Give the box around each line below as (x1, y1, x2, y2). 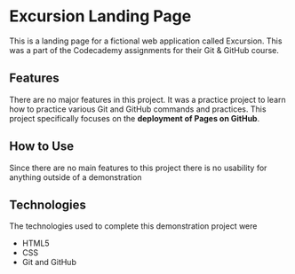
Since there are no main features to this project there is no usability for (9, 162, 267, 173)
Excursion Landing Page (9, 6, 192, 27)
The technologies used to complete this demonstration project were (9, 221, 258, 231)
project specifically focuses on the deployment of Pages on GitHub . (9, 113, 260, 123)
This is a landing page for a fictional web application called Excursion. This (9, 35, 283, 46)
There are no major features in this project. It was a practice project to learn (9, 94, 286, 105)
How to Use (9, 139, 75, 154)
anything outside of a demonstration (9, 171, 142, 183)
